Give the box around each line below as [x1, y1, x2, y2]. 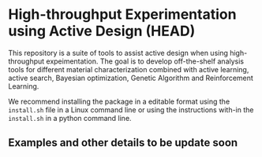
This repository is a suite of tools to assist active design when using [8, 48, 229, 57]
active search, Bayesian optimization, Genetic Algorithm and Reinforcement [8, 73, 254, 82]
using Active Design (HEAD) [8, 22, 196, 40]
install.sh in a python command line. [8, 113, 132, 122]
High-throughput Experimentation [8, 5, 237, 24]
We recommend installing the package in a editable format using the [8, 97, 230, 106]
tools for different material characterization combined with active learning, [8, 64, 249, 74]
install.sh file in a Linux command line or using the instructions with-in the [8, 104, 254, 115]
